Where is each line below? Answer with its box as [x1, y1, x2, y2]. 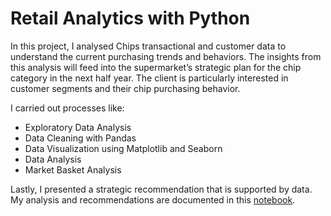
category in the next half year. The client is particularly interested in [10, 72, 289, 84]
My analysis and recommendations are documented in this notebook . [10, 193, 296, 206]
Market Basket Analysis [24, 163, 122, 176]
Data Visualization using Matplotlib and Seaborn [24, 142, 223, 154]
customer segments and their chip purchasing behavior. [10, 82, 241, 94]
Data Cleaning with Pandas [24, 132, 137, 144]
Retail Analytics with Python [10, 7, 251, 30]
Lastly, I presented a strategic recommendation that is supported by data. [10, 183, 313, 195]
